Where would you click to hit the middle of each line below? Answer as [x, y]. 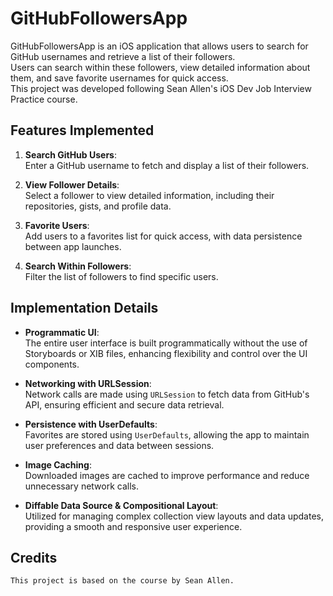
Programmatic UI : [62, 332]
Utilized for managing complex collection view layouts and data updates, [174, 516]
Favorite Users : [57, 225]
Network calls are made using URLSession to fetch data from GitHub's [167, 394]
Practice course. [44, 99]
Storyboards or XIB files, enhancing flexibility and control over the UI [166, 353]
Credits [34, 557]
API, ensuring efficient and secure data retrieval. [124, 404]
